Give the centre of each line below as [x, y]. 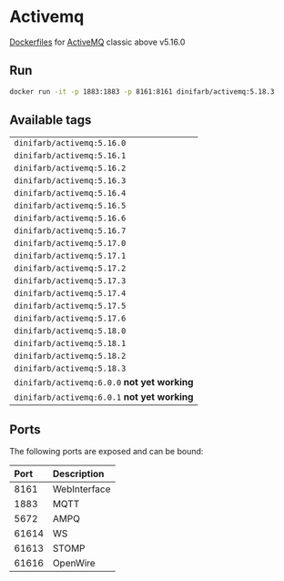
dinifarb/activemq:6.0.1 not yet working [104, 397]
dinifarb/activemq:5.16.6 [70, 219]
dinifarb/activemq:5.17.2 [70, 269]
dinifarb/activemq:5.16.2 [70, 168]
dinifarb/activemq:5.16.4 [70, 194]
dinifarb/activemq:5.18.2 [70, 356]
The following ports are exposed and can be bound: [106, 452]
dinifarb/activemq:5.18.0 [70, 331]
